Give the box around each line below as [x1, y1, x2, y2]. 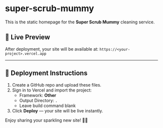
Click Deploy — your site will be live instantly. [12, 108, 103, 113]
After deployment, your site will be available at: [5, 46, 98, 52]
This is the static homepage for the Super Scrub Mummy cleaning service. [5, 19, 155, 25]
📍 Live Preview [5, 33, 50, 41]
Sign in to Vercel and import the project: [12, 87, 92, 93]
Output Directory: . [19, 97, 58, 103]
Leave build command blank [19, 103, 76, 109]
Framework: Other [19, 92, 57, 98]
